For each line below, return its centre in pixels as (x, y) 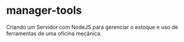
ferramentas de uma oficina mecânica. (54, 33)
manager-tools (44, 10)
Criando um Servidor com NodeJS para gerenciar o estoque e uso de (92, 27)
